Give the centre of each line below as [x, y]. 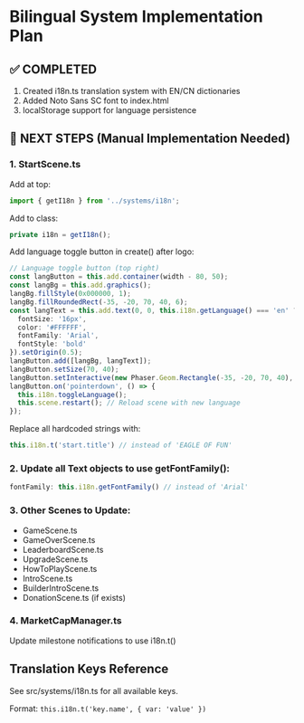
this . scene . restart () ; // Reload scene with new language [129, 403]
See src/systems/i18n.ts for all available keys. [94, 690]
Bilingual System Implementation [137, 17]
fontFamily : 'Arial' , [58, 336]
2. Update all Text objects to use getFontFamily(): [120, 468]
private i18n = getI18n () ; [60, 234]
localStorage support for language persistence [109, 110]
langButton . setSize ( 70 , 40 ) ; [64, 369]
